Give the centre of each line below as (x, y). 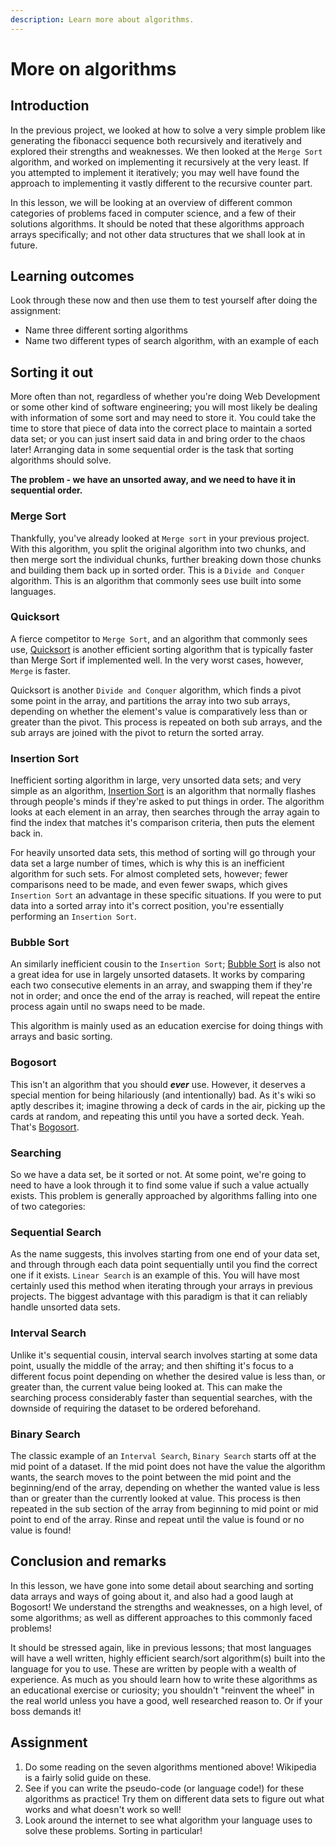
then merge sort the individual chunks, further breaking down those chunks (166, 559)
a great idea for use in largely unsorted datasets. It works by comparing (158, 975)
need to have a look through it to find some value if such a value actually (160, 1185)
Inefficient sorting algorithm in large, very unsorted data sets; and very (156, 780)
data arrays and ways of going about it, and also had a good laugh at (152, 1596)
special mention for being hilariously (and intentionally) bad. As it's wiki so (163, 1095)
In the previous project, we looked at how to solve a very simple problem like (168, 130)
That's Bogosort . (45, 1127)
